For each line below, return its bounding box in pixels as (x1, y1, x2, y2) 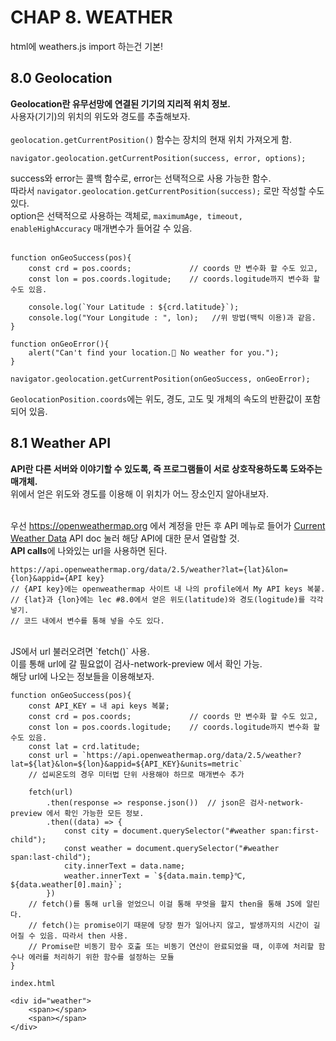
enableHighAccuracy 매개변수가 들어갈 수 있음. (10, 222, 193, 234)
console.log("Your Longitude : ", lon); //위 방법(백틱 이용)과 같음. (28, 312, 317, 323)
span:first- (269, 826, 320, 836)
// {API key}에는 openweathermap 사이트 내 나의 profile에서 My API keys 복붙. (10, 584, 326, 594)
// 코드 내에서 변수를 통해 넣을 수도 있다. (10, 616, 165, 626)
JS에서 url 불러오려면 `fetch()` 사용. (10, 645, 150, 657)
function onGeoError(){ (10, 339, 110, 349)
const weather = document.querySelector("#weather (63, 843, 280, 853)
